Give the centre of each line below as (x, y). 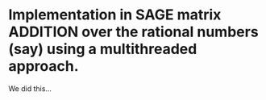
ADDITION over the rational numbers (134, 32)
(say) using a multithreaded (103, 49)
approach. (44, 67)
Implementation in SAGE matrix (115, 15)
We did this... (30, 88)
